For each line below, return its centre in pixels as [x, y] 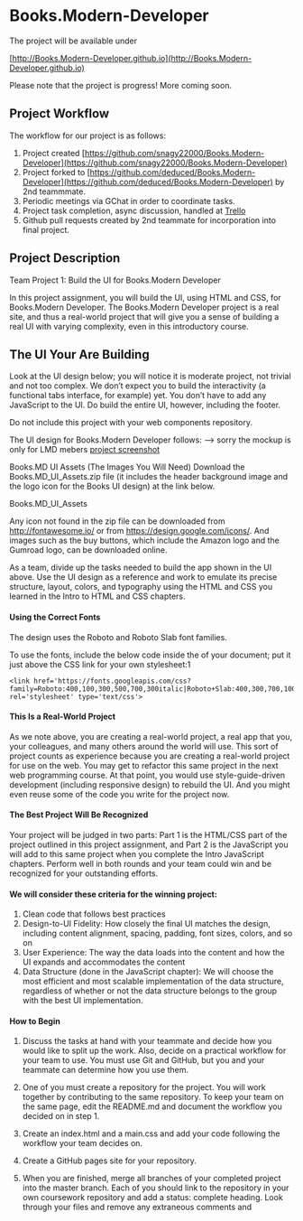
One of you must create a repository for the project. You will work [144, 1087]
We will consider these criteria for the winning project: [114, 894]
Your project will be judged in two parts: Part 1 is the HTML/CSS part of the [148, 834]
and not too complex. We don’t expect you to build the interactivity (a [138, 386]
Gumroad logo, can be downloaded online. [88, 550]
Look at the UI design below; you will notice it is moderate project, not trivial [150, 377]
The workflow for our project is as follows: [88, 135]
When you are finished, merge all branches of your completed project [151, 1179]
